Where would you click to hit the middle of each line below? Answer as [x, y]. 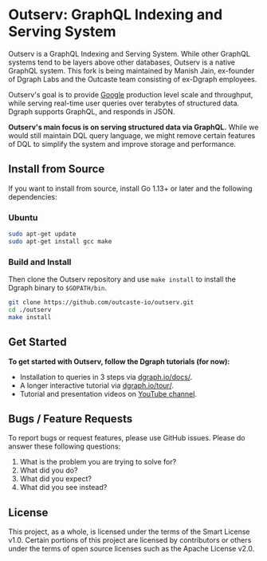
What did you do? [49, 470]
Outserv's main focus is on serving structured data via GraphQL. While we [133, 127]
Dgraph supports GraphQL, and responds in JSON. [92, 111]
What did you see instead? [63, 488]
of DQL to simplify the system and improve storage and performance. [122, 144]
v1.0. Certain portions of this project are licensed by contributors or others [130, 540]
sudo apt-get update [43, 234]
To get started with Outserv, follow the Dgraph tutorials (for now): [119, 361]
